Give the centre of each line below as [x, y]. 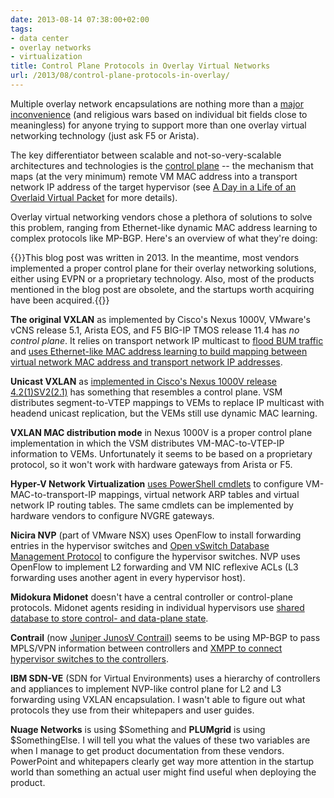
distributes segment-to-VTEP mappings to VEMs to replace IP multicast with [167, 402]
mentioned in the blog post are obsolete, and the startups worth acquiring [162, 289]
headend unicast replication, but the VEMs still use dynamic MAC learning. [164, 413]
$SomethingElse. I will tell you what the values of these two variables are [160, 740]
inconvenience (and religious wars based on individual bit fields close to [159, 114]
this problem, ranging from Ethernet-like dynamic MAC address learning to [164, 227]
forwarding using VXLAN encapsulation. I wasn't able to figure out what [158, 699]
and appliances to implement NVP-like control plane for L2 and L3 [146, 688]
